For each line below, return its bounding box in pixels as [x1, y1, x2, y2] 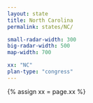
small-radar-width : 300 [7, 36, 77, 43]
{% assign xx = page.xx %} [7, 87, 86, 95]
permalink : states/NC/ [7, 23, 73, 30]
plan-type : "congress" [7, 68, 73, 75]
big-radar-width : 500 [7, 43, 71, 50]
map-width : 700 [7, 49, 52, 56]
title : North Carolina [7, 17, 73, 24]
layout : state [7, 10, 49, 18]
